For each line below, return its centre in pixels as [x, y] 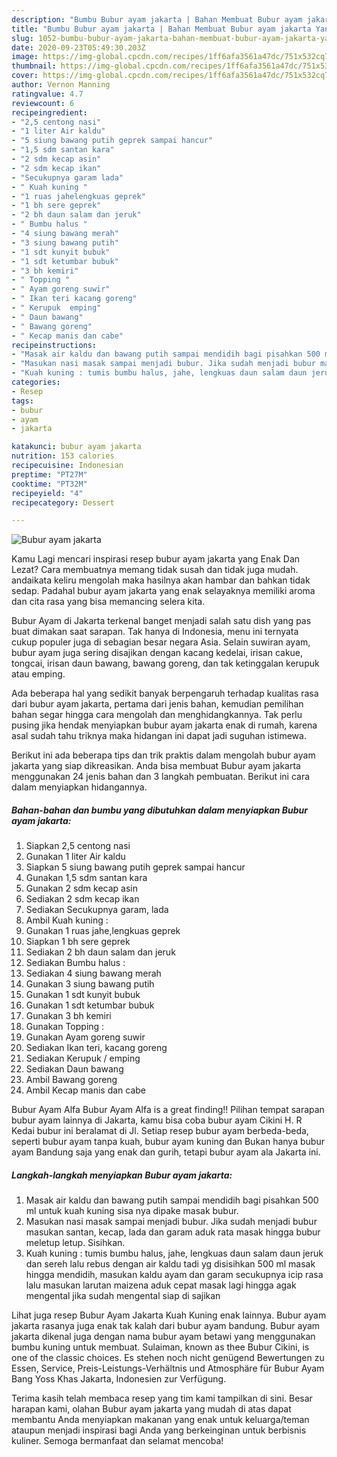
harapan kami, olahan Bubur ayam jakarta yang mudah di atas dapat [151, 1409]
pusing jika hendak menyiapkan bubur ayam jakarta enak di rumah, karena [164, 725]
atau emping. [38, 674]
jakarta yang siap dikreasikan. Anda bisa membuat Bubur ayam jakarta [156, 766]
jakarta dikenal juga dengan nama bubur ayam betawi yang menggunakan [163, 1337]
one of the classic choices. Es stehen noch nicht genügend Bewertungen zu [168, 1358]
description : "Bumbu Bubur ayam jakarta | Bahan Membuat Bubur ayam [157, 19]
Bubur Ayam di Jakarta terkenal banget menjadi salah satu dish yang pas [161, 621]
